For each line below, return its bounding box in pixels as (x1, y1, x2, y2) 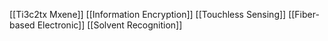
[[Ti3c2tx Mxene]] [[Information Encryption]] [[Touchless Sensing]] (9, 9, 287, 20)
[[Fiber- (288, 9, 320, 20)
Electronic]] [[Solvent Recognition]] (37, 19, 183, 31)
